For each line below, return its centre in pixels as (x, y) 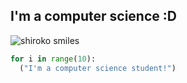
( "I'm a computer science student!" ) (98, 68)
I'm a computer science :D (93, 16)
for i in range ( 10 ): (53, 59)
